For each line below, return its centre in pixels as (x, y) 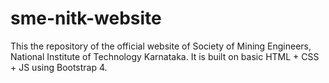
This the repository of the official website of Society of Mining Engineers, (161, 46)
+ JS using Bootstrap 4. (59, 67)
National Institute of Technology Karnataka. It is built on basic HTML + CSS (165, 56)
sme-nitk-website (86, 18)
